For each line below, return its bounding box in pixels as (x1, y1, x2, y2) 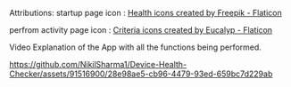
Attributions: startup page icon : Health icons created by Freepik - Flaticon (9, 8, 283, 18)
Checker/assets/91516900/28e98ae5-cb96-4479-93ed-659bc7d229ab (9, 68, 273, 79)
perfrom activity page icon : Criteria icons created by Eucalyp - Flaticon (9, 25, 273, 35)
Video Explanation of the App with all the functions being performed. (9, 42, 262, 52)
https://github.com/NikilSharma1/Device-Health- (9, 59, 187, 69)
